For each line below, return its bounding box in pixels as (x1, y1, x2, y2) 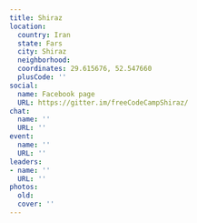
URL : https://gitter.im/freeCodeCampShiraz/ (17, 97, 189, 107)
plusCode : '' (17, 73, 67, 82)
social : (9, 81, 39, 90)
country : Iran (17, 30, 71, 39)
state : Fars (17, 38, 64, 48)
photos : (9, 183, 39, 192)
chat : (9, 106, 30, 116)
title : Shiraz (9, 13, 64, 23)
